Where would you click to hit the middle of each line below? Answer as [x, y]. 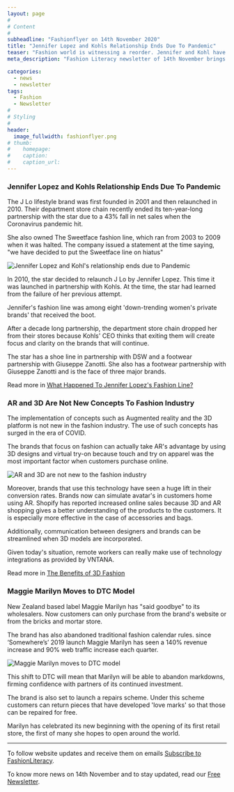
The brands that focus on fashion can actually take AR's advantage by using [117, 447]
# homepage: [29, 149]
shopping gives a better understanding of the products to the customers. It [114, 511]
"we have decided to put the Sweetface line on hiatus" [85, 252]
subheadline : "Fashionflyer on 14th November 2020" [84, 40]
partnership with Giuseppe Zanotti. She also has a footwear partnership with [117, 364]
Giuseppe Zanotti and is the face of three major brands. [87, 372]
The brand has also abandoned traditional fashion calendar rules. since [109, 635]
